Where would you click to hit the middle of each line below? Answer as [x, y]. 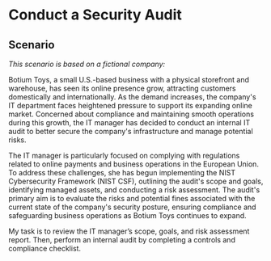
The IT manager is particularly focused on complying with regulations [124, 156]
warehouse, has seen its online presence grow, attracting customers [122, 88]
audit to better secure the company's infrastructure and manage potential [131, 131]
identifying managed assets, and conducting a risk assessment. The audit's [134, 190]
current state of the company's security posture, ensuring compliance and [132, 207]
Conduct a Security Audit [95, 15]
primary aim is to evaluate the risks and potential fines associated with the [132, 198]
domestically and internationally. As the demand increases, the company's [132, 97]
